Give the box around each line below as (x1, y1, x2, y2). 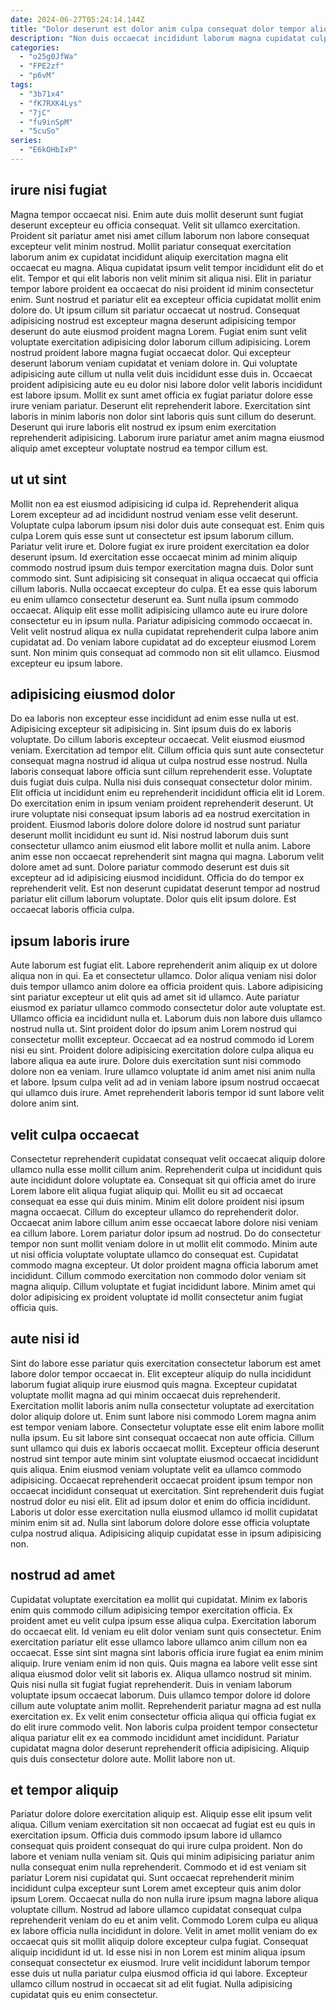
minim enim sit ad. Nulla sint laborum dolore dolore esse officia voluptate (10, 1516, 311, 1528)
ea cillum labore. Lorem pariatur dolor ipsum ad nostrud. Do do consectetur (10, 1227, 322, 1239)
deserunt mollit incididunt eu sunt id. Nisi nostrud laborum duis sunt (10, 829, 289, 841)
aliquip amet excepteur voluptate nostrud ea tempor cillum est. (10, 442, 269, 454)
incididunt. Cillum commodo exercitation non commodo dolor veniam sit (10, 1269, 307, 1281)
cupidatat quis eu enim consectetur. (10, 1989, 158, 2001)
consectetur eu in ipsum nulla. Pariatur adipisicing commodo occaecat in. (10, 614, 313, 626)
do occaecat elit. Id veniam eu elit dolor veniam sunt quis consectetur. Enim (10, 1625, 322, 1637)
